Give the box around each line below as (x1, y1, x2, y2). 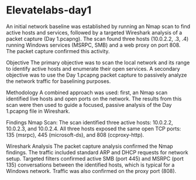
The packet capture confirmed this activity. (6, 47, 110, 54)
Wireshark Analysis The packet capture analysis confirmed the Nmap (6, 143, 174, 150)
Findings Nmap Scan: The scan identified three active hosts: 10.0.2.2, (6, 119, 174, 126)
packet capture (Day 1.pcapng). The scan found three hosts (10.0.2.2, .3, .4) (6, 35, 189, 42)
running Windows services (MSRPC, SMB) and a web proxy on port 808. (6, 41, 181, 49)
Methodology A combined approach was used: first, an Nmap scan (6, 89, 168, 96)
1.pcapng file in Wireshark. (6, 108, 70, 115)
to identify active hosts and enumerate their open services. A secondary (6, 65, 180, 72)
